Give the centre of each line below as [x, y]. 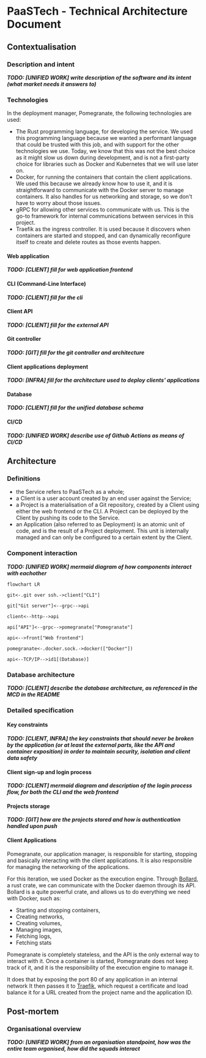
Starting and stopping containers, [58, 910]
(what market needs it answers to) [52, 84]
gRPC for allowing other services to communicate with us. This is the [102, 210]
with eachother [27, 573]
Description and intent [41, 64]
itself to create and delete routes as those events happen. [88, 242]
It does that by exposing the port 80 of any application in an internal [92, 979]
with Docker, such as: [34, 898]
